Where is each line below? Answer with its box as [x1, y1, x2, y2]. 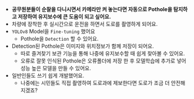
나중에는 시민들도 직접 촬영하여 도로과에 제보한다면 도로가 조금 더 [20, 80, 170, 86]
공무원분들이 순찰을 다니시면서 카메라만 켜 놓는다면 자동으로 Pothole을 [11, 6, 172, 12]
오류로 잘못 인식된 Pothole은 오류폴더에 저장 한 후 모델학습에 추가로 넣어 [20, 57, 186, 64]
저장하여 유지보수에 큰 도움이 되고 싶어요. [17, 13, 112, 20]
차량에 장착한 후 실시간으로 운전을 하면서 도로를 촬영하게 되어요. [11, 21, 158, 27]
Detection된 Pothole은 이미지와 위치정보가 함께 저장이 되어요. [11, 42, 154, 49]
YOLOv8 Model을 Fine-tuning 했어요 [11, 28, 95, 35]
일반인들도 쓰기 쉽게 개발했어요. [11, 72, 84, 79]
